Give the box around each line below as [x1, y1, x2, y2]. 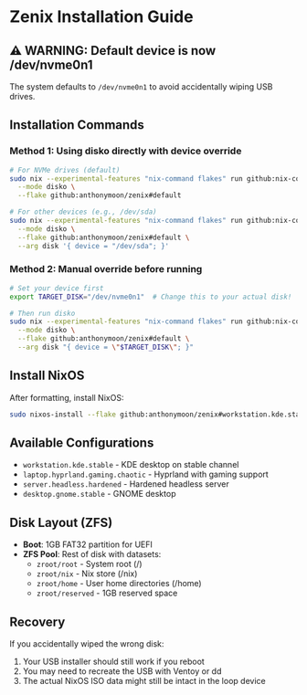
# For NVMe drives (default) [9, 165, 121, 174]
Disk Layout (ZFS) [9, 514, 113, 531]
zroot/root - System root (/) [36, 559, 143, 570]
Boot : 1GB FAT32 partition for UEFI [22, 539, 153, 550]
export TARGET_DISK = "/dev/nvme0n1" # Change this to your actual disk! [9, 292, 292, 301]
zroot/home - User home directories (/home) [36, 578, 203, 589]
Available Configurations [9, 436, 154, 451]
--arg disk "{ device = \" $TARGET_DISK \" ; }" [17, 342, 195, 353]
